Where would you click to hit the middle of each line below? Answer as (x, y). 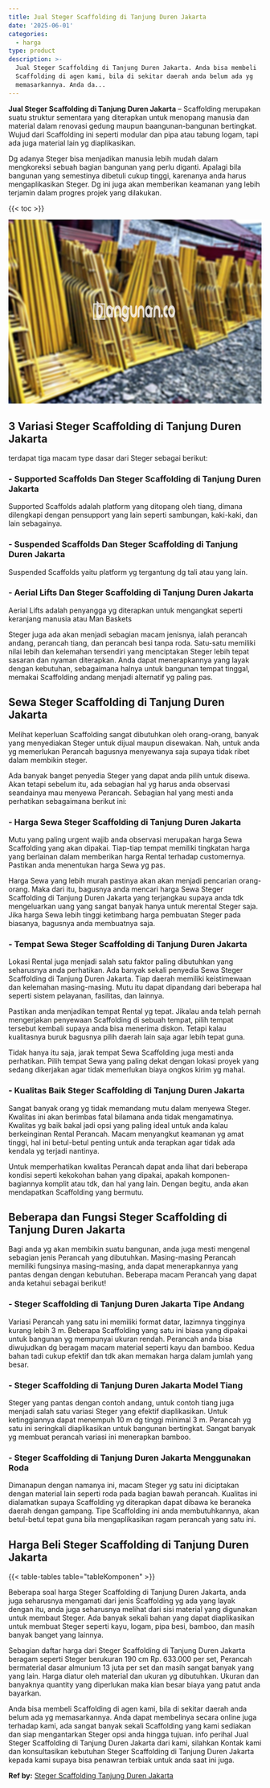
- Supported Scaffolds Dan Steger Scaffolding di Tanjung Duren (135, 478)
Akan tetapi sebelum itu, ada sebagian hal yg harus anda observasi (119, 784)
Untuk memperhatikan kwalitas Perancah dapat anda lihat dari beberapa (128, 1167)
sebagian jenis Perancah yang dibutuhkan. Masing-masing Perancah (122, 1257)
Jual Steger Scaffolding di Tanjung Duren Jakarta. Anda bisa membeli (136, 68)
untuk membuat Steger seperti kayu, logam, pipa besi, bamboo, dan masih (132, 1626)
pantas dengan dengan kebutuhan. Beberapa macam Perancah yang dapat (133, 1275)
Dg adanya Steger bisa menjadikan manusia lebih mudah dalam (113, 158)
